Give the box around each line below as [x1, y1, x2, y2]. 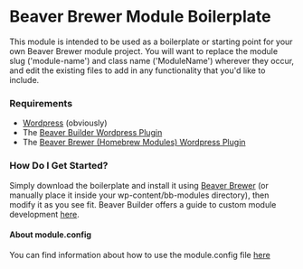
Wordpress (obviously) [22, 117, 108, 128]
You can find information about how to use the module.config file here [9, 249, 271, 260]
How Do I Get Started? [9, 160, 109, 172]
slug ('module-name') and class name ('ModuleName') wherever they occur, [9, 55, 295, 66]
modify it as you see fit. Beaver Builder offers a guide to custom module [9, 199, 277, 209]
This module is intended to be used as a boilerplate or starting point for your [9, 36, 293, 47]
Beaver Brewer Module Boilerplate [9, 6, 271, 27]
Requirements [9, 97, 73, 109]
